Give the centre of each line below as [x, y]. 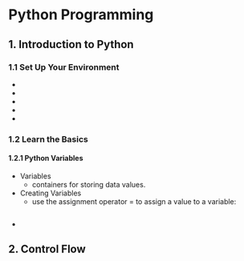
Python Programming [81, 15]
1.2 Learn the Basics [48, 139]
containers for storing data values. [89, 185]
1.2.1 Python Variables [46, 159]
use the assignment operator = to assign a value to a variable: [134, 201]
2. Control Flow [47, 249]
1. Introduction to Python [71, 44]
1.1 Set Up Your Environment [64, 67]
